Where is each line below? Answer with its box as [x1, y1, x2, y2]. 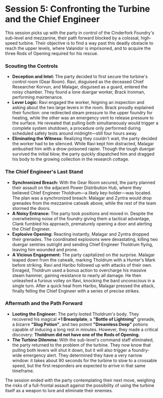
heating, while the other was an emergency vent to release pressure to [12, 115, 154, 121]
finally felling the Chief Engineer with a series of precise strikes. [12, 288, 140, 294]
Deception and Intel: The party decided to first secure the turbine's [12, 74, 148, 80]
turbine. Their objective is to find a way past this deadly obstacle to [18, 40, 154, 46]
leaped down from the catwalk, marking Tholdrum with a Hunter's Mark [12, 257, 156, 263]
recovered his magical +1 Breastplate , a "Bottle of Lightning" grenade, [12, 316, 156, 322]
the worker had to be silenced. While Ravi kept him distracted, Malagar [12, 141, 154, 147]
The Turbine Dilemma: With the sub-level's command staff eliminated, [12, 337, 154, 343]
